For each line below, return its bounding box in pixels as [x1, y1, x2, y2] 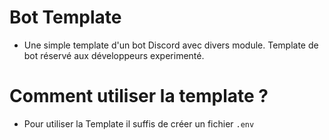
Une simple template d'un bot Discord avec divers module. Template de [23, 39, 319, 51]
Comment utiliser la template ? [9, 85, 269, 108]
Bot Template [9, 6, 122, 29]
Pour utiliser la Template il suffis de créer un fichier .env [23, 117, 255, 130]
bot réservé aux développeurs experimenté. [23, 49, 205, 61]
